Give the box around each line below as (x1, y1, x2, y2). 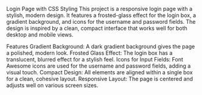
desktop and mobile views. (6, 31, 74, 38)
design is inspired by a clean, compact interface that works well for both (6, 24, 187, 32)
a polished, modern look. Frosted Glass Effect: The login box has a (6, 49, 173, 57)
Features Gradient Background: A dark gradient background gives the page (6, 43, 195, 50)
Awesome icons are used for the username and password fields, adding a (6, 62, 191, 69)
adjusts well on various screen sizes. (6, 82, 99, 89)
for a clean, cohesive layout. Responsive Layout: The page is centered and (6, 76, 193, 82)
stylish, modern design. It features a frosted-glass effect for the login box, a (6, 12, 197, 19)
